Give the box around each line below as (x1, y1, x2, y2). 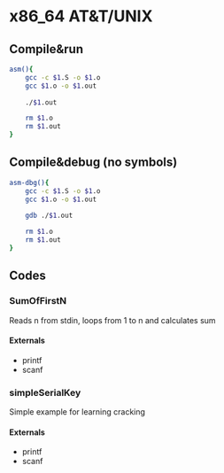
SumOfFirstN (9, 295, 67, 307)
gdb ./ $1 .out (25, 211, 73, 221)
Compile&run (9, 42, 84, 57)
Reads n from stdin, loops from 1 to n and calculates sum (9, 314, 216, 325)
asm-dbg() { (9, 178, 50, 187)
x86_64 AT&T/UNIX (9, 6, 153, 27)
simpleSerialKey (9, 386, 81, 399)
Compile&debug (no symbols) (9, 155, 178, 170)
